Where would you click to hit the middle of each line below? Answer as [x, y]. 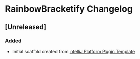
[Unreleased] [26, 27]
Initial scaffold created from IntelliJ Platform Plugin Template [73, 51]
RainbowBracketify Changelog [69, 9]
